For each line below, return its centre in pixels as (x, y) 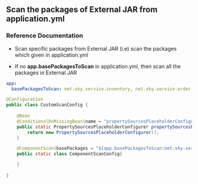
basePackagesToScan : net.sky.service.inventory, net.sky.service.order (101, 89)
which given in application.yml (51, 55)
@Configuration (25, 100)
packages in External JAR (46, 73)
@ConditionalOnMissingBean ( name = (59, 121)
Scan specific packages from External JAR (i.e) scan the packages (95, 48)
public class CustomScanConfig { (47, 105)
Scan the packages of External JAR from (82, 10)
